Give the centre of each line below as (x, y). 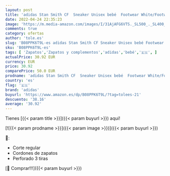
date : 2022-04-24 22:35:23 (34, 19)
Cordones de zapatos (35, 153)
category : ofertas (25, 33)
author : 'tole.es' (25, 38)
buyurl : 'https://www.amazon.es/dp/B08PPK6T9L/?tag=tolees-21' (73, 95)
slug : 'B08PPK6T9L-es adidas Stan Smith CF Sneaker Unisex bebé (74, 43)
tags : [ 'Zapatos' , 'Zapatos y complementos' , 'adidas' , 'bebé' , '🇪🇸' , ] (81, 52)
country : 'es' (20, 80)
